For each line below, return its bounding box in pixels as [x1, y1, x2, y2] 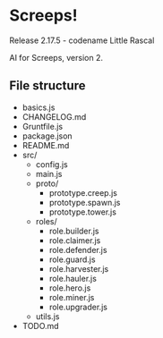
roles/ [35, 215, 58, 226]
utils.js [35, 310, 60, 322]
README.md [21, 139, 70, 150]
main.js [35, 168, 63, 179]
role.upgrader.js [48, 301, 107, 312]
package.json [21, 131, 73, 141]
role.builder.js [48, 225, 99, 236]
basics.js [21, 102, 56, 113]
